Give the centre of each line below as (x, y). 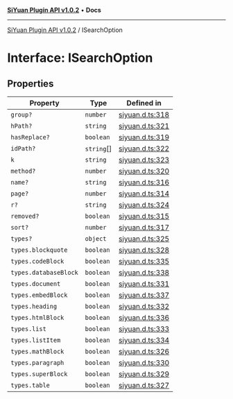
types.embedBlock (39, 295)
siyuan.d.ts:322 (144, 148)
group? (21, 115)
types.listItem (36, 340)
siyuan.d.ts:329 (144, 374)
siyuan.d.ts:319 (144, 137)
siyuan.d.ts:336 (144, 317)
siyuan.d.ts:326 (144, 351)
